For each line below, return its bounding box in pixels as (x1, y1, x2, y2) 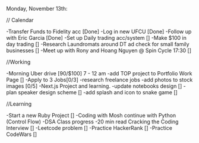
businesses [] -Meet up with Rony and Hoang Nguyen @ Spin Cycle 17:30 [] (6, 47, 192, 54)
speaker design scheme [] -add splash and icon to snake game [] (18, 89, 178, 96)
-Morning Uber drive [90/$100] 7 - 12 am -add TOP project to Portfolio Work (6, 70, 192, 77)
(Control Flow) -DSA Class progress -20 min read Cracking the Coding (6, 118, 179, 125)
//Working (6, 59, 31, 65)
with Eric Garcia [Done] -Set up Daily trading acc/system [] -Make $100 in (6, 34, 187, 41)
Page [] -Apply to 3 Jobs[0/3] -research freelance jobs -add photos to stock (6, 77, 193, 83)
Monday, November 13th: (6, 5, 68, 12)
